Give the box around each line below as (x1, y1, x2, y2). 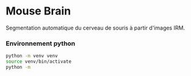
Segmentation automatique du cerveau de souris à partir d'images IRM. (5, 24, 186, 31)
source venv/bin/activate (5, 59, 71, 65)
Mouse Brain (5, 4, 71, 18)
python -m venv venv (5, 53, 59, 59)
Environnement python (5, 39, 76, 48)
